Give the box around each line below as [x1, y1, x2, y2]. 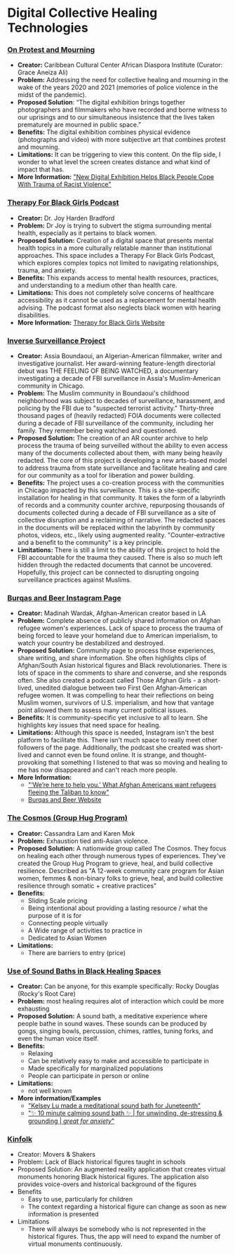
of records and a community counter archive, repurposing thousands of [17, 501, 225, 510]
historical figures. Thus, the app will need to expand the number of [27, 1233, 221, 1241]
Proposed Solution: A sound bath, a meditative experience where [17, 1011, 208, 1020]
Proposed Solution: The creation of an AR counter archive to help [17, 434, 208, 442]
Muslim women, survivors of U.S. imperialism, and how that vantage [17, 699, 215, 707]
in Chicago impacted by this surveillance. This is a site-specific [17, 486, 201, 494]
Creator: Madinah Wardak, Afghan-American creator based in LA [17, 609, 206, 617]
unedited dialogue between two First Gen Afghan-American [34, 683, 208, 692]
